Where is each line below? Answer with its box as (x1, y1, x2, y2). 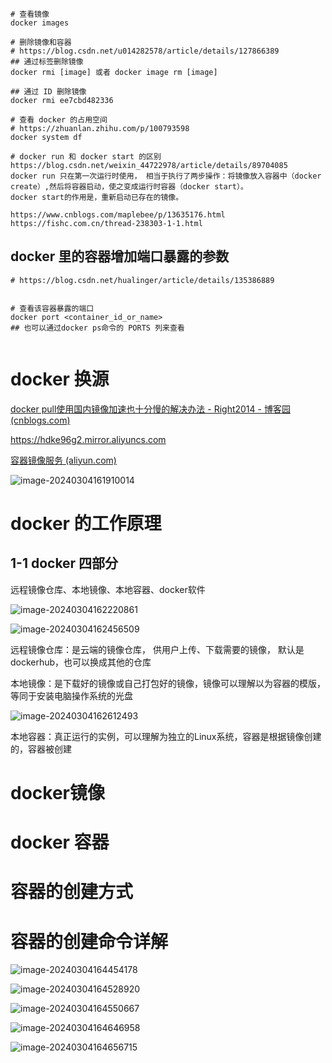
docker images (10, 18, 70, 28)
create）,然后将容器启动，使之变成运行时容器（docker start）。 (10, 182, 248, 192)
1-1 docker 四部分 (10, 555, 119, 572)
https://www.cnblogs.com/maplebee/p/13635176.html (10, 210, 226, 220)
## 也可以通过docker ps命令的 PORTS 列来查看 (10, 323, 185, 333)
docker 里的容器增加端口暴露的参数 (10, 248, 230, 265)
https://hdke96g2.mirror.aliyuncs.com (10, 433, 167, 445)
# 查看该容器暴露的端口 (10, 303, 95, 313)
